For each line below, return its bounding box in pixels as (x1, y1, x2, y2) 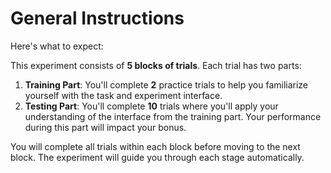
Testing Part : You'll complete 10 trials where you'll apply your (24, 100, 279, 112)
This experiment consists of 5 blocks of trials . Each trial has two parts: (10, 59, 302, 71)
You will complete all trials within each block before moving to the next (10, 140, 301, 152)
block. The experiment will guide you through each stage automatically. (10, 151, 305, 163)
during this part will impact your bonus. (24, 121, 187, 133)
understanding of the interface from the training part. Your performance (24, 110, 322, 122)
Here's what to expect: (10, 40, 104, 52)
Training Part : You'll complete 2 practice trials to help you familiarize (24, 78, 309, 91)
